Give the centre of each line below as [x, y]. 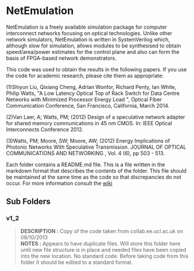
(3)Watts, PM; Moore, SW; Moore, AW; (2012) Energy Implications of [88, 140]
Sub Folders [28, 202]
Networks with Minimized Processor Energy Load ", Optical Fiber [84, 99]
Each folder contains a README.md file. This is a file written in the [86, 164]
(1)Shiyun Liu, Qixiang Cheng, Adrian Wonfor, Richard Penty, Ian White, [91, 87]
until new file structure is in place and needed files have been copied [103, 249]
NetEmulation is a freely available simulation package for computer [87, 27]
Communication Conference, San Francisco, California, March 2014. [88, 105]
